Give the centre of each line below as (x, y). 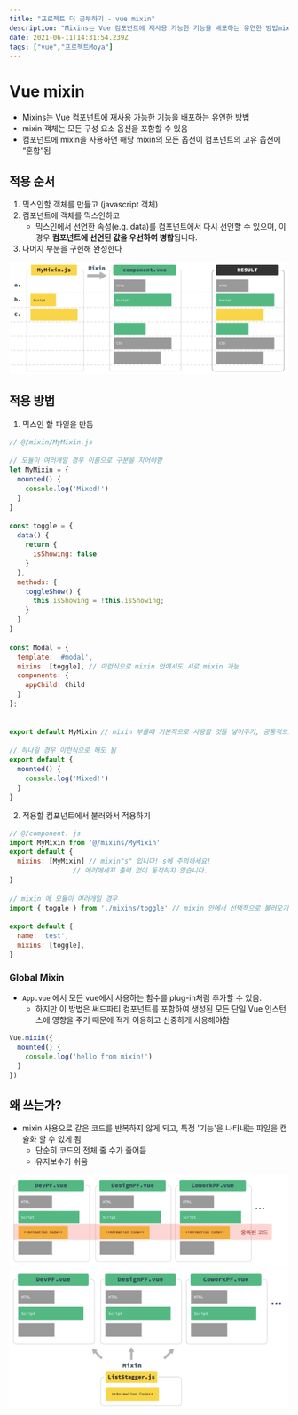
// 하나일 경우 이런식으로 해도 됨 (63, 750)
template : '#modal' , (55, 657)
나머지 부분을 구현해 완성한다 (72, 249)
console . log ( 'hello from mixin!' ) (89, 1057)
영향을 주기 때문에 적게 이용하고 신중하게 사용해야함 (141, 1020)
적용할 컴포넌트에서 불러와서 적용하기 (86, 815)
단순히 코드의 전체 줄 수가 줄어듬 (91, 1150)
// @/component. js (45, 833)
